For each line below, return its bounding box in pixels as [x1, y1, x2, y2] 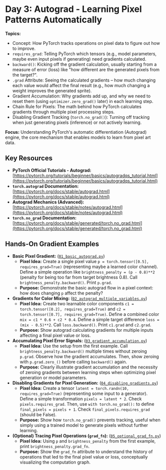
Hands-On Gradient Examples [5, 240, 99, 248]
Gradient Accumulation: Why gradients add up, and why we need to [12, 93, 151, 99]
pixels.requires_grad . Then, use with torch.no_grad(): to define [19, 401, 155, 407]
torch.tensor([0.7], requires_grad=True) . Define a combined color [19, 311, 160, 317]
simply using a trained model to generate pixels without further [19, 422, 148, 428]
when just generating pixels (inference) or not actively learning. [12, 119, 142, 125]
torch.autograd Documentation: [12, 183, 79, 189]
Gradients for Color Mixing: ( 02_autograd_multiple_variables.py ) [12, 295, 148, 301]
